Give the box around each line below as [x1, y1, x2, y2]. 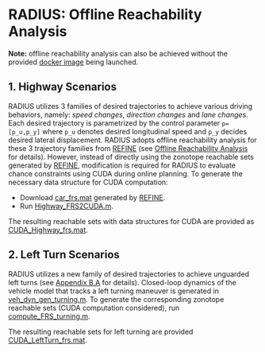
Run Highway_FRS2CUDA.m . [19, 201, 113, 211]
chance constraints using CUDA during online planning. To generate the [8, 168, 244, 178]
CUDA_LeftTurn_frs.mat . [8, 335, 87, 345]
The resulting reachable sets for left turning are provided [8, 327, 194, 336]
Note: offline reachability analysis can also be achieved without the [8, 48, 229, 58]
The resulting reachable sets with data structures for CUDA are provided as [8, 216, 255, 226]
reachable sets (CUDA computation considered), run [8, 303, 180, 312]
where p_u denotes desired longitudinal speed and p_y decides [42, 126, 248, 136]
